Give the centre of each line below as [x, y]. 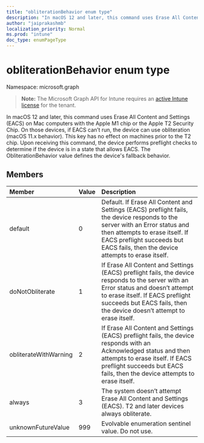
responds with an [126, 343]
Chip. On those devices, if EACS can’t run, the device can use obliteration [98, 130]
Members [25, 174]
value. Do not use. [127, 431]
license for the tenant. [49, 105]
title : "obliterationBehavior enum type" [59, 12]
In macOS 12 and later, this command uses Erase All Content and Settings [98, 117]
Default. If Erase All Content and [147, 202]
